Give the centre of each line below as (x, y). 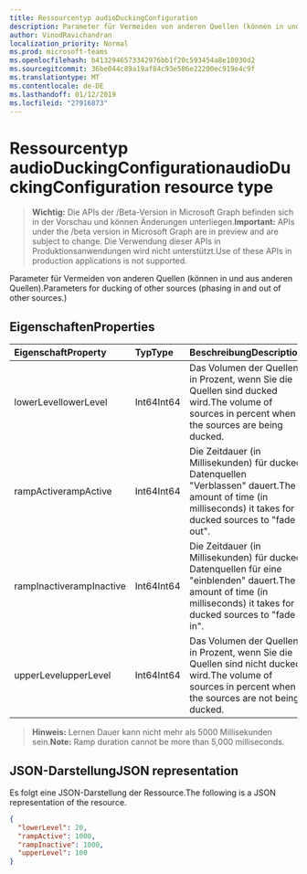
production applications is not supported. (109, 261)
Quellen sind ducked (233, 391)
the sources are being (236, 425)
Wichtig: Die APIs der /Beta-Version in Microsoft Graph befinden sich (163, 212)
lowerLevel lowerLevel (61, 402)
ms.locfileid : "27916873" (58, 103)
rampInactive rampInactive (70, 586)
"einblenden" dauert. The (243, 581)
